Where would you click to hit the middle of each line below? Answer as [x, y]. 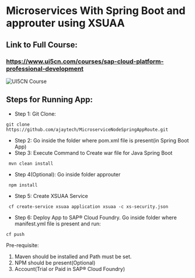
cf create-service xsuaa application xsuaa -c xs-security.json [88, 206]
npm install [23, 185]
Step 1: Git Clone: [35, 114]
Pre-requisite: [22, 245]
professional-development [45, 68]
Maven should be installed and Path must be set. [73, 256]
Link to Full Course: [42, 45]
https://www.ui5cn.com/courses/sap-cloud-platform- [85, 61]
